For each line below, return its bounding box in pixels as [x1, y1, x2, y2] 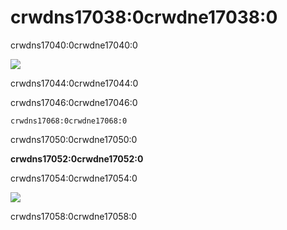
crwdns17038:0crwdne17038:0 [10, 6, 278, 29]
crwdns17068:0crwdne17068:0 [10, 116, 128, 126]
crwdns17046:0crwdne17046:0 [10, 96, 138, 108]
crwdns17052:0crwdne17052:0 [10, 152, 144, 165]
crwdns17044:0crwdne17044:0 [10, 77, 139, 89]
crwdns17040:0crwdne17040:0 [10, 39, 138, 51]
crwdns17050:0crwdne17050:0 [10, 133, 138, 145]
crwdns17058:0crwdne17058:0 [10, 210, 138, 222]
